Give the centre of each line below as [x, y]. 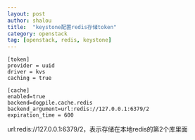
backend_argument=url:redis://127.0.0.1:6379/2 [78, 109]
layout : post [26, 14]
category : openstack [38, 34]
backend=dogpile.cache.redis [50, 103]
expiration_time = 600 [40, 115]
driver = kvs [26, 72]
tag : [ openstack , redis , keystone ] [59, 40]
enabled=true [26, 97]
